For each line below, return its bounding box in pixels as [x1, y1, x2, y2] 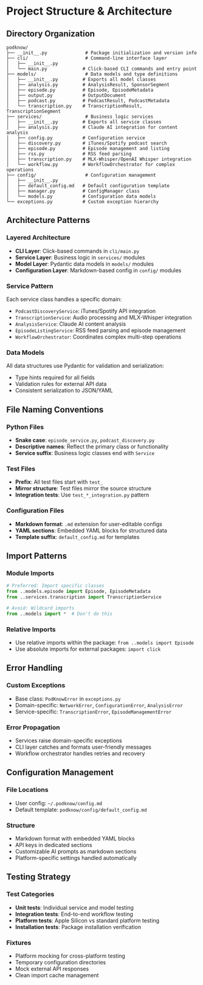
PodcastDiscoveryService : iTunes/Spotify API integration [15, 307, 156, 314]
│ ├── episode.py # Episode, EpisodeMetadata [6, 87, 154, 93]
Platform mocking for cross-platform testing [15, 952, 126, 959]
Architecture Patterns [6, 215, 91, 225]
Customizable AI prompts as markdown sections [15, 848, 137, 855]
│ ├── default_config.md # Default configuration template [6, 183, 170, 189]
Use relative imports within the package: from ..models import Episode [15, 639, 194, 646]
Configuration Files [6, 506, 64, 515]
